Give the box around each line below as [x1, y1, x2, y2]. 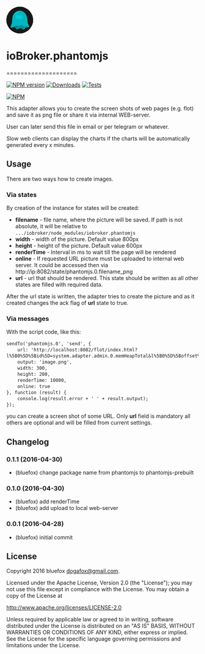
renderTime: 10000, [17, 378, 67, 384]
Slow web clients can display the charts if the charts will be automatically [6, 135, 190, 142]
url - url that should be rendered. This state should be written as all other [15, 275, 199, 282]
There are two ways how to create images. [6, 175, 114, 182]
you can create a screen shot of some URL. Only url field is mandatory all [6, 412, 191, 420]
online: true [17, 384, 51, 390]
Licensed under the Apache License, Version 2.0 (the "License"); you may [6, 579, 193, 586]
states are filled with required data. [15, 281, 103, 289]
